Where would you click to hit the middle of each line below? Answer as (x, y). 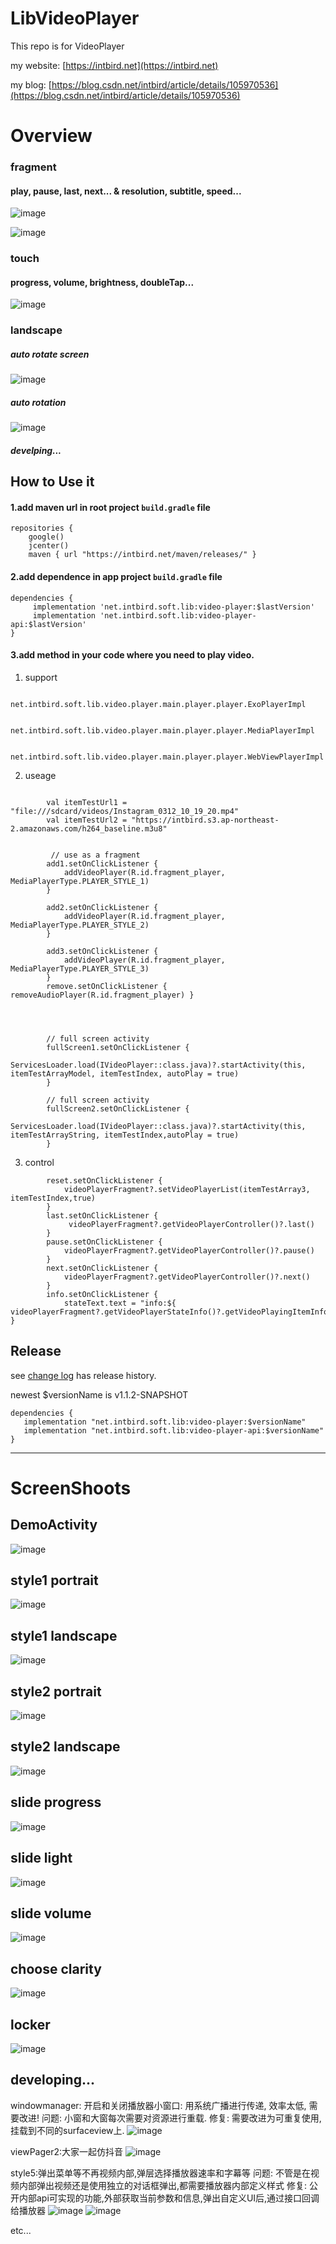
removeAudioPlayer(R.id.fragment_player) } (102, 995)
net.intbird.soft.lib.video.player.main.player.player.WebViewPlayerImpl (167, 757)
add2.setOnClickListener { (102, 907)
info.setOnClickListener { (102, 1294)
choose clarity (56, 1968)
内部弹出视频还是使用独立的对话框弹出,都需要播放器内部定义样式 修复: (163, 2185)
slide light (41, 1858)
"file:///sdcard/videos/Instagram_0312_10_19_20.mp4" (125, 811)
